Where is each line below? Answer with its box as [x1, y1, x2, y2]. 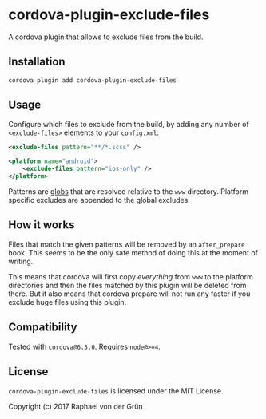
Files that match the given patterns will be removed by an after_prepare [8, 239, 245, 249]
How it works [8, 218, 75, 232]
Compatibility [8, 321, 77, 334]
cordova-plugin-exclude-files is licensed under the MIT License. [8, 385, 224, 396]
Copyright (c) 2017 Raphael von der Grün [8, 401, 144, 411]
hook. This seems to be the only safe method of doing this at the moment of [8, 247, 258, 257]
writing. [8, 256, 34, 266]
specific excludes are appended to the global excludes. [8, 196, 190, 205]
